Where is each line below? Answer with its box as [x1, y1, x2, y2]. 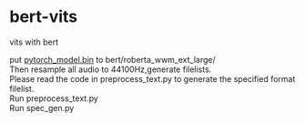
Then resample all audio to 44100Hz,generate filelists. [9, 64, 212, 75]
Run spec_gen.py [9, 102, 75, 113]
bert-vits [9, 6, 78, 27]
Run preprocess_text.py [9, 93, 98, 104]
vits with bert [9, 36, 59, 47]
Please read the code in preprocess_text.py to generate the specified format [9, 73, 296, 84]
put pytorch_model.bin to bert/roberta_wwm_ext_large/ [9, 54, 216, 65]
